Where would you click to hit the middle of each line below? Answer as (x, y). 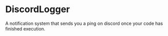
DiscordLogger (38, 9)
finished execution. (25, 28)
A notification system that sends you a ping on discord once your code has (84, 23)
